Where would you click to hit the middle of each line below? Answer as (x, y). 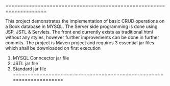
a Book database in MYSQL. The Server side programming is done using (81, 26)
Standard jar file (30, 69)
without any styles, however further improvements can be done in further (82, 37)
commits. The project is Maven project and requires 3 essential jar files (80, 43)
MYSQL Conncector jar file (41, 58)
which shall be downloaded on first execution (53, 48)
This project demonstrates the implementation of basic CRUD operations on (85, 21)
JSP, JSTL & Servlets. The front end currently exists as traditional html (79, 32)
